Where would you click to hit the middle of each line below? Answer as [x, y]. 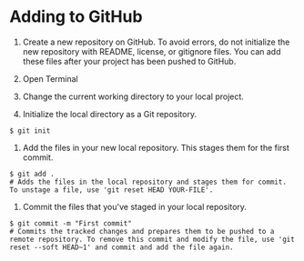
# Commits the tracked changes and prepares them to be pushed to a [142, 231]
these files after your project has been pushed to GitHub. [129, 61]
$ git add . [32, 174]
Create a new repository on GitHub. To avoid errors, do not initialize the [156, 42]
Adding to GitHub [76, 17]
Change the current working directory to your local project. [133, 96]
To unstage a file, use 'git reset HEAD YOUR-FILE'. [111, 190]
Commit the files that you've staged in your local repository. [135, 206]
